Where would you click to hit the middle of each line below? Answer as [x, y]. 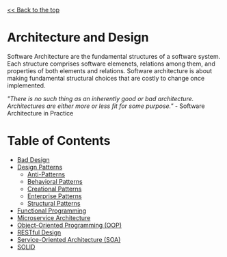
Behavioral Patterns [55, 181]
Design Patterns [40, 167]
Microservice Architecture [54, 217]
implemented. [26, 85]
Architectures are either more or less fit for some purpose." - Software [106, 106]
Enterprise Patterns [54, 196]
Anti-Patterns [46, 174]
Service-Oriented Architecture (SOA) [69, 239]
